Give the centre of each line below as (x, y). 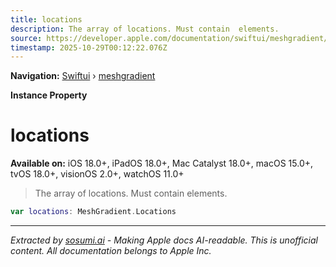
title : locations (46, 19)
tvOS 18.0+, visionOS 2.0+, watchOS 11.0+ (97, 174)
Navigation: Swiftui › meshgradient (83, 76)
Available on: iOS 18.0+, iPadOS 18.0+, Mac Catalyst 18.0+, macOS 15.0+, (162, 163)
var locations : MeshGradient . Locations (93, 212)
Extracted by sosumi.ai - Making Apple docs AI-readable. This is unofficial (164, 240)
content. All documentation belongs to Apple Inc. (111, 251)
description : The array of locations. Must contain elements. (145, 29)
